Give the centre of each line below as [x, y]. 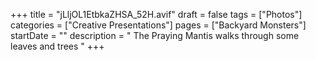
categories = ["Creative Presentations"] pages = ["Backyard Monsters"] [158, 25]
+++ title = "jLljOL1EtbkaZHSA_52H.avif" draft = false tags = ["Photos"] [156, 14]
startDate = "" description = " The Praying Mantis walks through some [155, 35]
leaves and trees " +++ [57, 46]
